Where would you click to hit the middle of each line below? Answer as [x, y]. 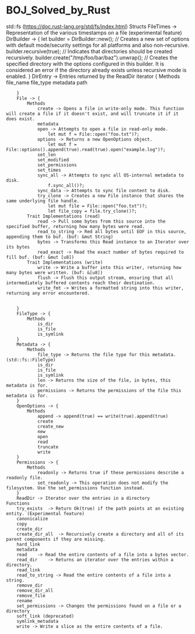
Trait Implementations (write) [65, 262]
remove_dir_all [35, 590]
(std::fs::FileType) [31, 360]
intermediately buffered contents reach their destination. [81, 283]
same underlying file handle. [43, 201]
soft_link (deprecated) [46, 616]
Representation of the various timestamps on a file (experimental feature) [94, 32]
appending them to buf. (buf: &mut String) [60, 237]
